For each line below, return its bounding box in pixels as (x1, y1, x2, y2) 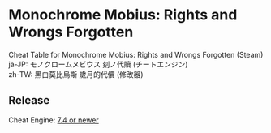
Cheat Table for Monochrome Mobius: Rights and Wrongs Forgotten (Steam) (8, 49, 264, 59)
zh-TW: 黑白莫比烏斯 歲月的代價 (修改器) (8, 69, 144, 79)
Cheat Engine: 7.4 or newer (8, 115, 99, 125)
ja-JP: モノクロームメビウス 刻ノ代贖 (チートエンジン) (8, 59, 188, 69)
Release (8, 93, 50, 107)
